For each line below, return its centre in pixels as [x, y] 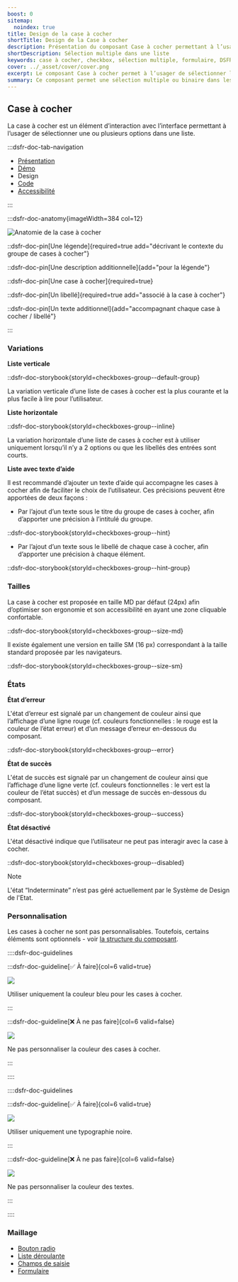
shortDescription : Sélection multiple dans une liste [89, 54]
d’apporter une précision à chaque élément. [81, 554]
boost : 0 [20, 14]
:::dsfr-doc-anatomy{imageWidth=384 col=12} [75, 219]
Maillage [22, 1233]
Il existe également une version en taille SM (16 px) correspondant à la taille [118, 644]
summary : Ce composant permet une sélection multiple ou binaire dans [114, 80]
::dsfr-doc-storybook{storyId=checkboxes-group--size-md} [96, 631]
